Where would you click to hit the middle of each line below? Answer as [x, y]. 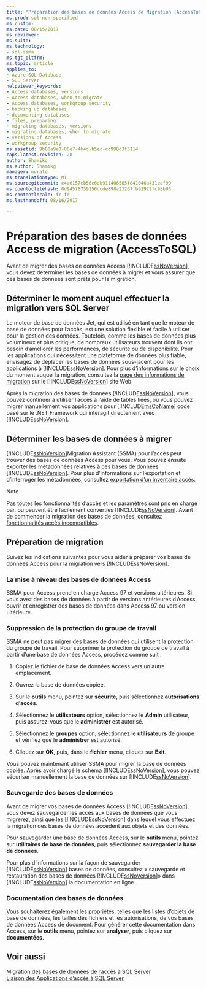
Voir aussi [26, 957]
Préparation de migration [55, 542]
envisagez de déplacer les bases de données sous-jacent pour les [90, 362]
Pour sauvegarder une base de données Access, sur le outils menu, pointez [102, 838]
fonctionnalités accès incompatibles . [53, 523]
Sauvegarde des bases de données [60, 793]
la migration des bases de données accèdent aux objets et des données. [98, 825]
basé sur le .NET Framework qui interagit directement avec [81, 413]
